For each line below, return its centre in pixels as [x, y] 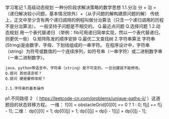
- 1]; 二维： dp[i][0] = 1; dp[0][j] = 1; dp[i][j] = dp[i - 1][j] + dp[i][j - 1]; [76, 111]
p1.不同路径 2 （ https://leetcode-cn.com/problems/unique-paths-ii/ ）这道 [83, 98]
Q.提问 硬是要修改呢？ [26, 79]
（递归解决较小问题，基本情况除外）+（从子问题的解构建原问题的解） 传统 [82, 14]
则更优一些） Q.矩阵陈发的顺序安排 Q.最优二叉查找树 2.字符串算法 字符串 [80, 39]
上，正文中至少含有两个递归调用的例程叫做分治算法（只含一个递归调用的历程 [84, 20]
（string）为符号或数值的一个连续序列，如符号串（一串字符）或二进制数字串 [84, 51]
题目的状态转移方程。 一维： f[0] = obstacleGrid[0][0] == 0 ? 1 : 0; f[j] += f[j [84, 105]
